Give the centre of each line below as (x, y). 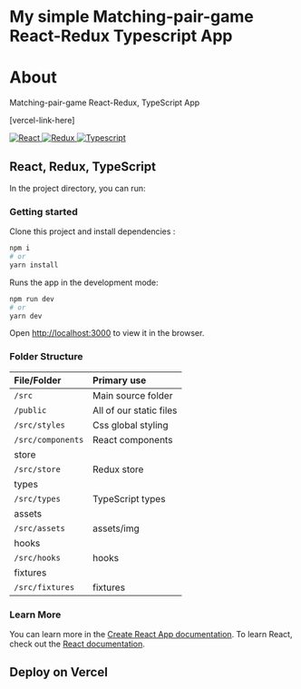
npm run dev (32, 299)
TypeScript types (129, 498)
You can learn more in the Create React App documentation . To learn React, (151, 635)
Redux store (118, 469)
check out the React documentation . (77, 644)
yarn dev (26, 316)
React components (132, 439)
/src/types (37, 498)
